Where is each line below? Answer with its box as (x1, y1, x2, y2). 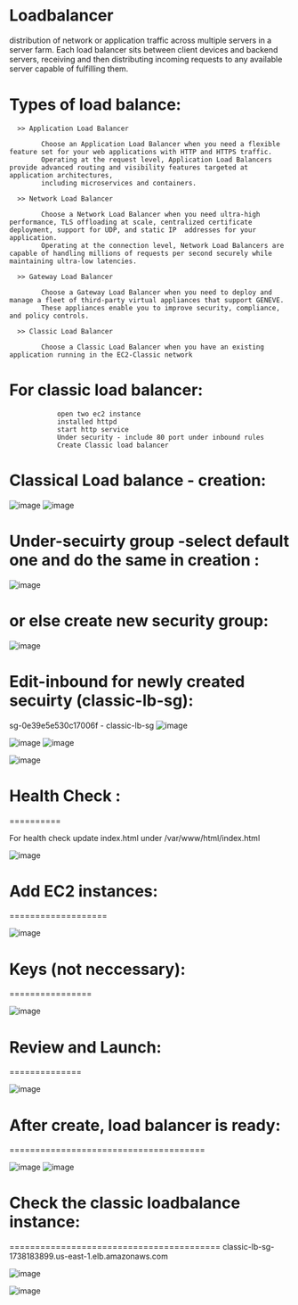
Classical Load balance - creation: (9, 470, 267, 491)
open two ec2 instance (56, 409, 141, 418)
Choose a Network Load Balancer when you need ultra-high (41, 210, 261, 219)
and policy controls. (9, 311, 90, 320)
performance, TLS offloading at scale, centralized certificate (9, 218, 253, 227)
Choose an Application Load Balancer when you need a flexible (41, 139, 280, 148)
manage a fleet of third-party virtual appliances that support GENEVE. (9, 295, 285, 304)
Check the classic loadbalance (9, 1193, 241, 1213)
